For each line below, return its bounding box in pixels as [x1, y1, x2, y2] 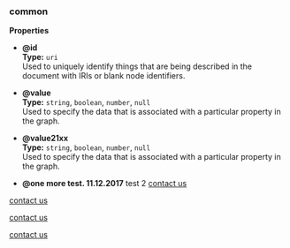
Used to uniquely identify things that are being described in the [21, 61, 252, 71]
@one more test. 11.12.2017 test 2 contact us [21, 178, 187, 189]
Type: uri [21, 52, 58, 63]
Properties [9, 26, 50, 36]
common [9, 5, 49, 18]
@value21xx [21, 133, 69, 144]
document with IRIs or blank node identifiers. [21, 71, 186, 81]
